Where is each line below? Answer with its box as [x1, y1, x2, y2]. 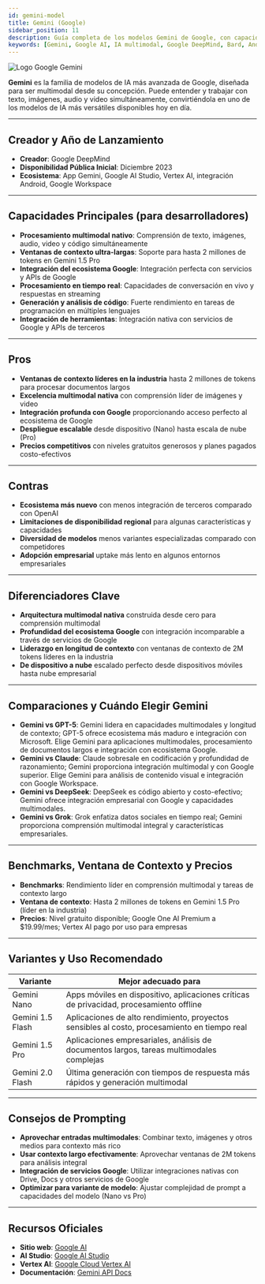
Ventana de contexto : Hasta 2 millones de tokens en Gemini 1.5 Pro [19, 897, 241, 906]
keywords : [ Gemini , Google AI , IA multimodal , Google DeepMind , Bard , [8, 41, 245, 49]
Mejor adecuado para [118, 976, 201, 987]
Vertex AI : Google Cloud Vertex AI [19, 1260, 132, 1269]
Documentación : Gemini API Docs [19, 1267, 132, 1278]
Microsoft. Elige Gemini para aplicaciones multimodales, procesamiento [19, 737, 252, 746]
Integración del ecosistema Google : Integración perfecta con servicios [19, 263, 252, 273]
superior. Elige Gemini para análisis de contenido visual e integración [19, 771, 244, 779]
